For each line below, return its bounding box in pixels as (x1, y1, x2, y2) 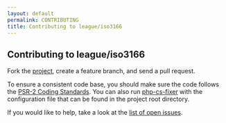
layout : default (7, 10, 54, 17)
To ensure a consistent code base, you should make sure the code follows (7, 80, 220, 88)
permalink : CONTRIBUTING (7, 17, 79, 23)
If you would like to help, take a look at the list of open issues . (7, 108, 183, 117)
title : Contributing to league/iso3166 (7, 23, 123, 30)
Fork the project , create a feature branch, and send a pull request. (7, 67, 195, 75)
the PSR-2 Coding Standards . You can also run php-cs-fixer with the (7, 88, 203, 96)
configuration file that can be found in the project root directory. (7, 95, 189, 104)
